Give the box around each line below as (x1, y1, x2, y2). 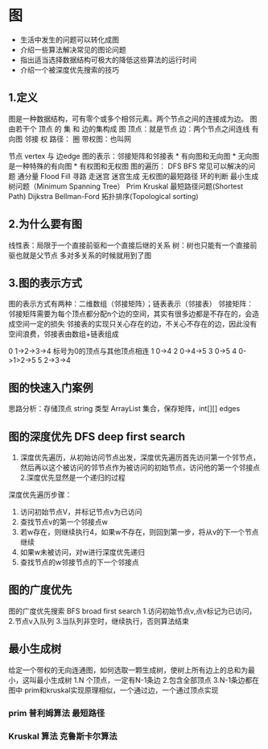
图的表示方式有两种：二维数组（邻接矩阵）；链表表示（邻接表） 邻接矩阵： (8, 299, 254, 309)
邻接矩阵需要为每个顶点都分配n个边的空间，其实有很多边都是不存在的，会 (8, 309, 253, 318)
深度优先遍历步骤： (8, 490, 72, 499)
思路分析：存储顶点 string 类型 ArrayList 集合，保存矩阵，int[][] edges (8, 404, 241, 414)
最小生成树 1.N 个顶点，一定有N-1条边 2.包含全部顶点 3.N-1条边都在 (35, 675, 260, 685)
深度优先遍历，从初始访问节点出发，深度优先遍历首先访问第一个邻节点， (19, 452, 260, 462)
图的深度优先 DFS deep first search (8, 430, 185, 443)
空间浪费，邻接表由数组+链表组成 (8, 329, 119, 339)
